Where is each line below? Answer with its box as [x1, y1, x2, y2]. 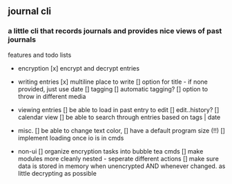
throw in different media [17, 92, 86, 100]
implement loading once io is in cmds [17, 134, 124, 142]
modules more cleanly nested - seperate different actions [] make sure [17, 154, 220, 163]
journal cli [8, 6, 52, 17]
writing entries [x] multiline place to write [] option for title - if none [17, 77, 208, 86]
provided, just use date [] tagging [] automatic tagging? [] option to [17, 84, 209, 93]
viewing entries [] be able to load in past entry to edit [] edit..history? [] [17, 105, 220, 113]
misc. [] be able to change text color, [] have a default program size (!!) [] [17, 126, 225, 134]
